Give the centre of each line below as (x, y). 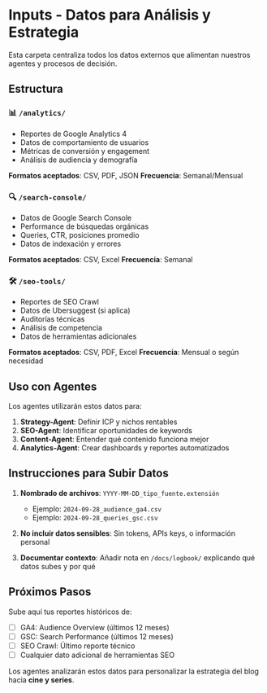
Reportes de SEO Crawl (60, 302)
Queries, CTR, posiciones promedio (80, 235)
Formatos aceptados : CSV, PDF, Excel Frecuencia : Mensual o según (124, 353)
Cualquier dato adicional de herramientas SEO (97, 655)
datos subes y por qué (58, 566)
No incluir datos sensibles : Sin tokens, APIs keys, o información (128, 533)
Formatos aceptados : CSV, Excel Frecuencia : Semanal (101, 259)
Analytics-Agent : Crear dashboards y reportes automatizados (125, 448)
